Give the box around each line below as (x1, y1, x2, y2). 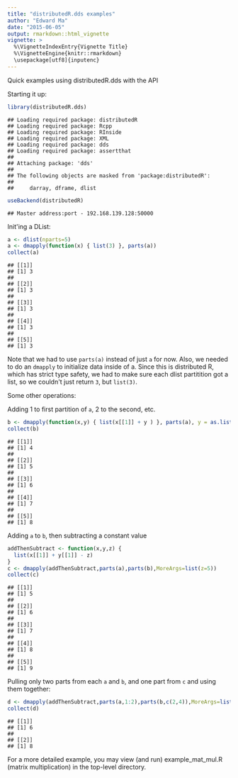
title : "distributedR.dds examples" (7, 10, 115, 18)
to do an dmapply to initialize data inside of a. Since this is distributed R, (7, 362, 214, 371)
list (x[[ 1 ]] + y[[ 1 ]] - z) (13, 551, 93, 559)
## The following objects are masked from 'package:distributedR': (7, 172, 211, 179)
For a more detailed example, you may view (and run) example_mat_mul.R (7, 755, 223, 763)
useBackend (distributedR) (7, 196, 84, 204)
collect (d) (7, 705, 40, 713)
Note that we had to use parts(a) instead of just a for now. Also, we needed (7, 355, 229, 364)
